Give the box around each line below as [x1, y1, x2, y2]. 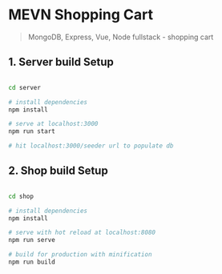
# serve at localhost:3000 [8, 120, 99, 128]
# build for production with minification [8, 251, 152, 259]
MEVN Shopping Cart [8, 6, 154, 24]
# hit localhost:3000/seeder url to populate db [8, 142, 174, 150]
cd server [8, 83, 42, 91]
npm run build [8, 258, 56, 266]
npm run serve [8, 236, 56, 244]
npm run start [8, 127, 56, 135]
